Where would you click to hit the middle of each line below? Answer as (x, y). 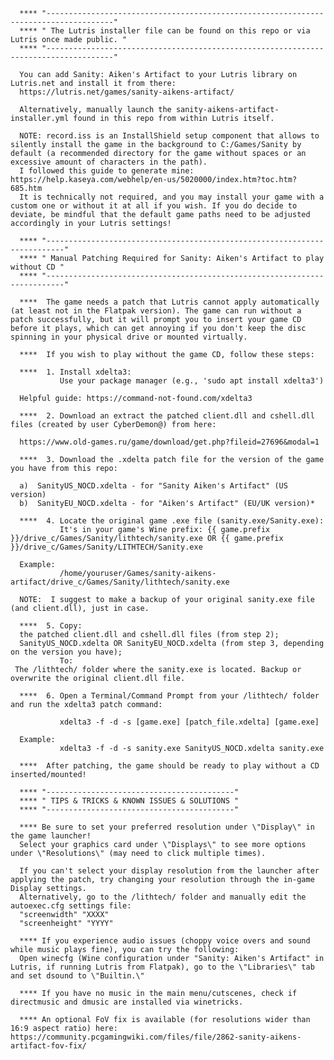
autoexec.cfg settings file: (71, 906)
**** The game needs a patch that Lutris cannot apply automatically (169, 302)
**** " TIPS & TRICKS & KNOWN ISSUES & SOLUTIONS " (129, 801)
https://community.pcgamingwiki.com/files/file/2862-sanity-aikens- (156, 1037)
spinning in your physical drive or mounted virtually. (129, 337)
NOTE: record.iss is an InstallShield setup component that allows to (169, 136)
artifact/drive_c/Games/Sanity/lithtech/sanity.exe (120, 582)
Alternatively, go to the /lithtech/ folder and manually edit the (163, 897)
